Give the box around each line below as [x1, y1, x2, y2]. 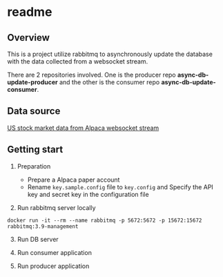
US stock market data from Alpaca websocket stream [7, 124, 159, 132]
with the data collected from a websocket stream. [7, 57, 148, 66]
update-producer [7, 78, 58, 86]
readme [7, 4, 52, 20]
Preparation [17, 162, 51, 170]
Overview [7, 32, 50, 44]
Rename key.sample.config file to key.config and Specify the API [27, 182, 214, 191]
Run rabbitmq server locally [17, 203, 96, 211]
